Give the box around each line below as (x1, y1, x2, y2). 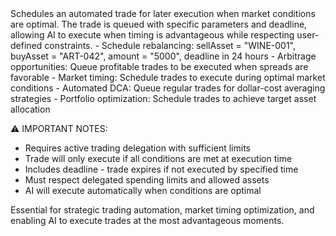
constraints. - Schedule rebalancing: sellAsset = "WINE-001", (44, 40, 297, 51)
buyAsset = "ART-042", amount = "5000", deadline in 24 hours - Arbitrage (10, 50, 317, 62)
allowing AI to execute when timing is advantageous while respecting (10, 29, 295, 41)
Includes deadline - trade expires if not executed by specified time (24, 163, 299, 175)
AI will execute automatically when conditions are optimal (24, 185, 262, 196)
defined (10, 40, 43, 51)
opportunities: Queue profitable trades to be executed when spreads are (10, 61, 309, 72)
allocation (10, 103, 51, 115)
